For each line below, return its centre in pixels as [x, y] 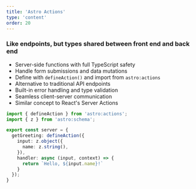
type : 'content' [26, 17]
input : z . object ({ [40, 142]
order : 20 [19, 23]
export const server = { [37, 130]
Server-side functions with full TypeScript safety [75, 64]
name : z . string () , [45, 147]
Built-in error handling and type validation [66, 90]
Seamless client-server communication [63, 96]
